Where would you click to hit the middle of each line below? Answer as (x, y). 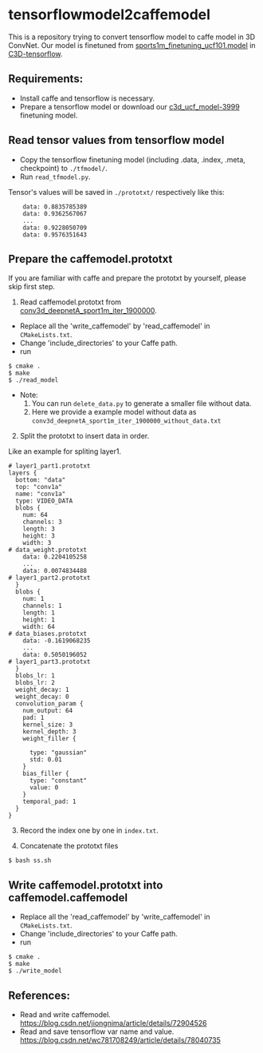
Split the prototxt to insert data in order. (84, 436)
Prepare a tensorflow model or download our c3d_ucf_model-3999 (130, 106)
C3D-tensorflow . (35, 54)
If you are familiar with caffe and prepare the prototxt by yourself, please (128, 278)
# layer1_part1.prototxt (49, 466)
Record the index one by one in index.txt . (89, 830)
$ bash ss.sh (30, 860)
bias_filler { (46, 774)
